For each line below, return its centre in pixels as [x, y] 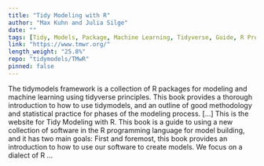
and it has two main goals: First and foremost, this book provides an [118, 139]
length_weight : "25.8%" [47, 52]
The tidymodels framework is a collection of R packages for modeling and [128, 88]
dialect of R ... [31, 155]
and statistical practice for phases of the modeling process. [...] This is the [128, 114]
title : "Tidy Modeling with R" [59, 15]
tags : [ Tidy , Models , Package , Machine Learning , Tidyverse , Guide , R [126, 37]
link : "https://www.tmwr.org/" [59, 45]
